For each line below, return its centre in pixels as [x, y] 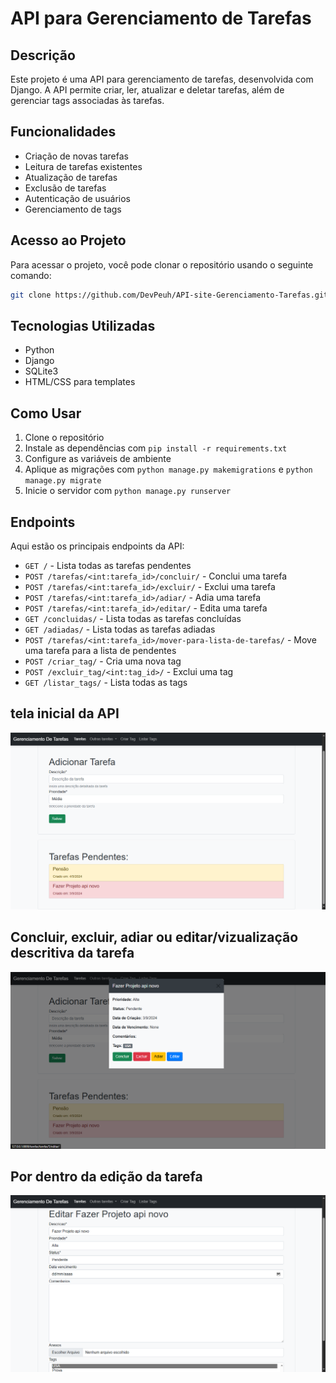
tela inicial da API [65, 713]
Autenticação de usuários [77, 198]
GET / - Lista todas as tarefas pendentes [108, 565]
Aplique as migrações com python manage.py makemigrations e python [168, 469]
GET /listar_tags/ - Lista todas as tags [106, 682]
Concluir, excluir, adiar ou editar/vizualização [154, 937]
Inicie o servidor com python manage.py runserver [128, 491]
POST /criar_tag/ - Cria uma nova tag [103, 661]
